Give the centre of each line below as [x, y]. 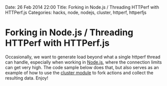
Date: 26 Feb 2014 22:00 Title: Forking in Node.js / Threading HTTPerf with [82, 7]
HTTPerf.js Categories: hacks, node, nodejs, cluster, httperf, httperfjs [76, 12]
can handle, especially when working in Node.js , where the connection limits [83, 62]
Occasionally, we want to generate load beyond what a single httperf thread [83, 57]
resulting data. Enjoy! [27, 78]
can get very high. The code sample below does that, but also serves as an [82, 67]
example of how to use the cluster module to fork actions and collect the [79, 73]
